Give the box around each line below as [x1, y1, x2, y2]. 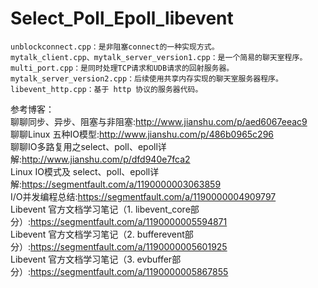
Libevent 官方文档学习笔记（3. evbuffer [10, 253, 173, 265]
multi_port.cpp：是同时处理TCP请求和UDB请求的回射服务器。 [10, 63, 235, 73]
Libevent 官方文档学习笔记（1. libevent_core [10, 203, 191, 215]
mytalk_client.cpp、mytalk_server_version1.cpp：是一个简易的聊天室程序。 [10, 52, 308, 62]
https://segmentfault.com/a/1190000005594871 [30, 215, 228, 227]
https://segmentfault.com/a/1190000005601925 [30, 240, 228, 252]
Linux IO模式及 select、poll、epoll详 [10, 165, 160, 177]
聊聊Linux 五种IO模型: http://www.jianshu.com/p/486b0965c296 [10, 128, 275, 140]
